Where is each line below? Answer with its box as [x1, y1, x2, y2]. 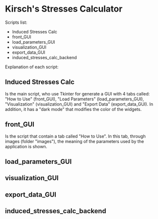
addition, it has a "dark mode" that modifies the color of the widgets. [5, 106, 142, 112]
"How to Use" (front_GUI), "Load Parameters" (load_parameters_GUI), [5, 96, 144, 102]
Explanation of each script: [5, 64, 59, 70]
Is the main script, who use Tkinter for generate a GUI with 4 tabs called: [5, 91, 150, 96]
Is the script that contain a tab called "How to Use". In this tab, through [5, 133, 146, 139]
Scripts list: [5, 19, 28, 25]
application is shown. [5, 143, 47, 149]
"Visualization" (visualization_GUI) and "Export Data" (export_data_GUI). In [5, 101, 154, 107]
